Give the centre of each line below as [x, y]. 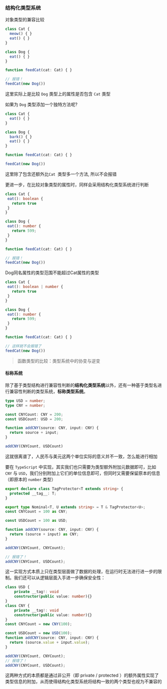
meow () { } [21, 34]
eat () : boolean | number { [35, 287]
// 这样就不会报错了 [23, 346]
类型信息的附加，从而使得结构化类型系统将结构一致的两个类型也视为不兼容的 [83, 682]
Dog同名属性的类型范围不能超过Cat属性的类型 [52, 273]
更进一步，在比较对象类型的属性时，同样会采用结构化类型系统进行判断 [77, 185]
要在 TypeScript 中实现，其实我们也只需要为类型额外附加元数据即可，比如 [81, 467]
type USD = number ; [25, 401]
